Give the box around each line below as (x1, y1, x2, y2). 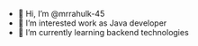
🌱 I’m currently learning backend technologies (17, 27, 189, 37)
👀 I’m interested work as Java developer (17, 18, 167, 28)
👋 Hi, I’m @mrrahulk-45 (17, 9, 105, 19)
